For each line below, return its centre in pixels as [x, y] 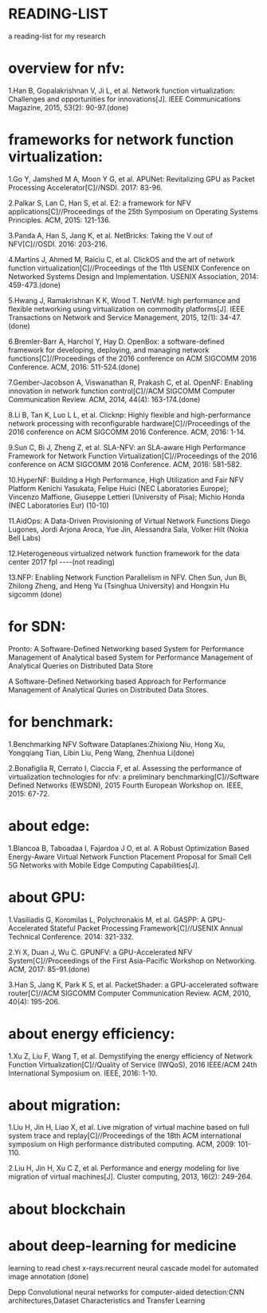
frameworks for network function [121, 140]
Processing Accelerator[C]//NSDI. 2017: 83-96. [86, 187]
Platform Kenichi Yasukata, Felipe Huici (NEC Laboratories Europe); [118, 488]
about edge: [49, 826]
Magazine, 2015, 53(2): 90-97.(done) [69, 107]
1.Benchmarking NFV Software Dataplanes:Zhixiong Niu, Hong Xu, [117, 744]
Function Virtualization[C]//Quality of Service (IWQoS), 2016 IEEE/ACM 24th [133, 1064]
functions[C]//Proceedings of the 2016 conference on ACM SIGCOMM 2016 [133, 358]
